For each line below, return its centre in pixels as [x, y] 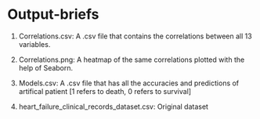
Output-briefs [53, 14]
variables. [34, 44]
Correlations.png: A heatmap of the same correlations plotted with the [132, 59]
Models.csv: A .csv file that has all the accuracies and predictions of [129, 83]
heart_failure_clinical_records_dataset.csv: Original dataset [114, 106]
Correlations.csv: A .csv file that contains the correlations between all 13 [135, 36]
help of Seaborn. [46, 67]
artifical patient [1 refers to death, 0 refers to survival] [105, 91]
